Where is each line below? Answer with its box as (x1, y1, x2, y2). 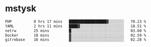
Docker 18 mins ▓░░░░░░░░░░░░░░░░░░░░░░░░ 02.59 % (5, 33, 147, 38)
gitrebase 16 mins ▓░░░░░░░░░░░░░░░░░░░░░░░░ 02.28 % (5, 37, 147, 42)
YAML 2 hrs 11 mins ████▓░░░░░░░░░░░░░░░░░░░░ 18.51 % (5, 23, 147, 28)
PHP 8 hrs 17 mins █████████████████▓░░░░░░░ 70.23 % (5, 19, 147, 24)
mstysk (5, 3, 36, 14)
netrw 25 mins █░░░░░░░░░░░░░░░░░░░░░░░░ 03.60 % (5, 28, 147, 33)
